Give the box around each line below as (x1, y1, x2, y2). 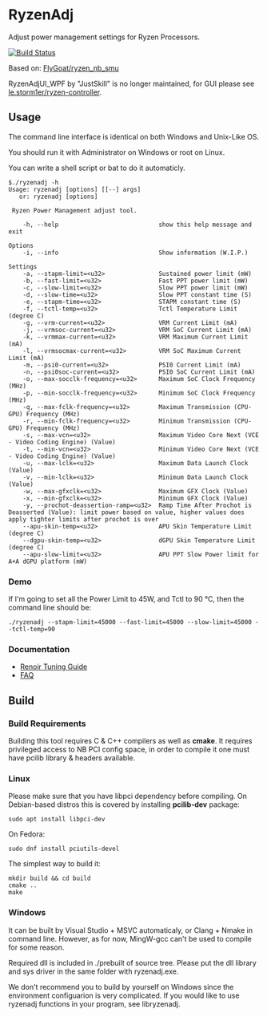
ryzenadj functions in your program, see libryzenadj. (8, 999, 181, 1008)
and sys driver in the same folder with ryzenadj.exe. (8, 966, 179, 976)
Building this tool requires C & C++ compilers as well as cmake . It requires (8, 736, 253, 746)
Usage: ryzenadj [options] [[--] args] (8, 185, 141, 193)
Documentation (8, 643, 70, 654)
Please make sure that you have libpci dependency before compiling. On (8, 792, 248, 801)
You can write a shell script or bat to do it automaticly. (8, 163, 185, 172)
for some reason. (8, 942, 65, 952)
